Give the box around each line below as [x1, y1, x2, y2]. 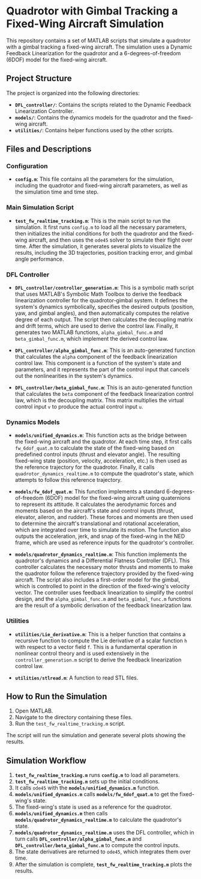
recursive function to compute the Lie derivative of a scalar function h [14, 637, 188, 644]
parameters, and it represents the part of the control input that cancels [14, 366, 190, 373]
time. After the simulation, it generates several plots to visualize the [14, 242, 181, 250]
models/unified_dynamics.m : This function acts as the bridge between [14, 431, 187, 439]
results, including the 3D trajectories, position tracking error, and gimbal [14, 249, 193, 256]
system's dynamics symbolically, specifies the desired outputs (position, [14, 303, 194, 311]
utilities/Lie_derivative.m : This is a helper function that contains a [14, 630, 186, 637]
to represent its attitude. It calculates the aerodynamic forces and [14, 500, 177, 508]
